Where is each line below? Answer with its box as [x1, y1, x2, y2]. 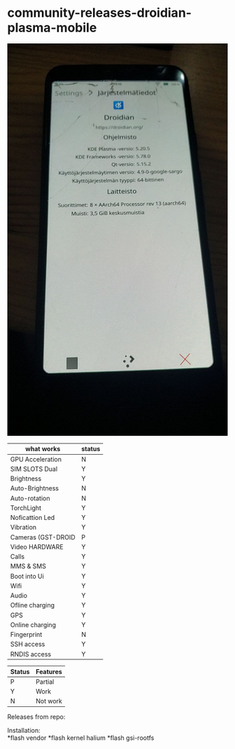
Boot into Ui [10, 572, 44, 580]
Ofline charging [10, 601, 55, 610]
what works [25, 445, 61, 453]
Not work [36, 697, 63, 706]
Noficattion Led [10, 514, 55, 522]
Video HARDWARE [10, 542, 64, 551]
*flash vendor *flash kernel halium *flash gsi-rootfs [7, 734, 155, 742]
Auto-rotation [10, 494, 50, 502]
